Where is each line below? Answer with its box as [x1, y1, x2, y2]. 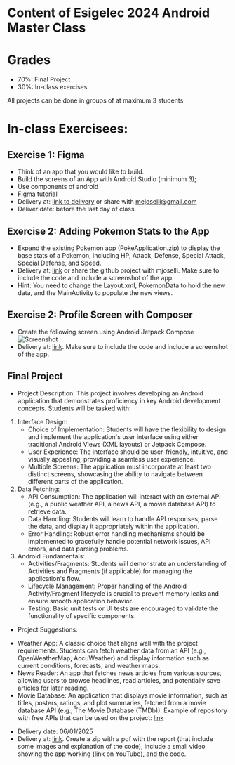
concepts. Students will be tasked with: [17, 404, 131, 412]
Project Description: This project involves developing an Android [17, 388, 203, 398]
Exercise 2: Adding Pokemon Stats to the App [7, 225, 210, 237]
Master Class [7, 20, 86, 36]
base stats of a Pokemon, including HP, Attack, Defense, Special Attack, [17, 251, 226, 259]
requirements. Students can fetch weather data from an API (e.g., [17, 646, 206, 655]
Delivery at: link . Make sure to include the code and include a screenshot [17, 342, 228, 351]
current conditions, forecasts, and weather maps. [17, 661, 161, 669]
